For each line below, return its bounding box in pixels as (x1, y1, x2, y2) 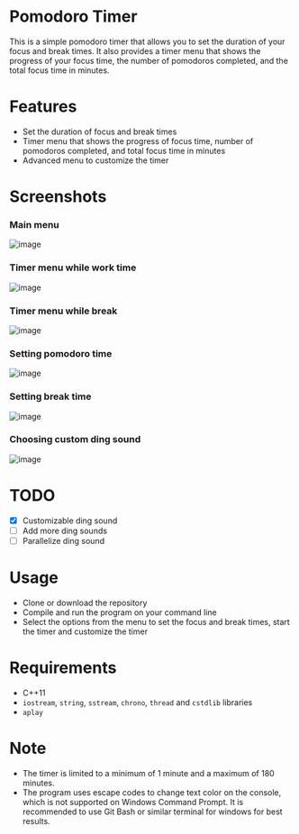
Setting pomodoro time (9, 347, 113, 359)
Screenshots (9, 186, 107, 207)
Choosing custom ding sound (9, 433, 141, 446)
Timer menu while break (9, 304, 118, 317)
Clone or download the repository (22, 597, 148, 608)
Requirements (9, 657, 117, 678)
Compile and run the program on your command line (22, 606, 218, 618)
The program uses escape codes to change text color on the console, (22, 786, 282, 798)
